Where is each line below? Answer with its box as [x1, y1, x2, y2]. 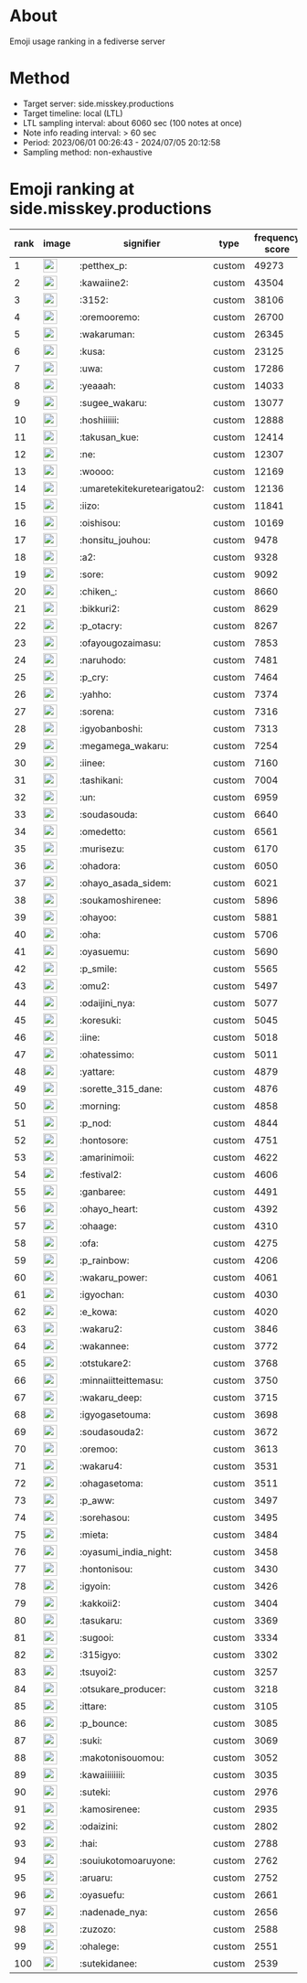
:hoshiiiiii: [79, 413, 120, 426]
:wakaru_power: [79, 1270, 148, 1283]
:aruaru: [79, 1871, 113, 1884]
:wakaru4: [79, 1460, 122, 1473]
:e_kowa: [79, 1305, 118, 1318]
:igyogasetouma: [79, 1408, 151, 1420]
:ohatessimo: [79, 1048, 135, 1061]
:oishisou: [79, 516, 122, 529]
